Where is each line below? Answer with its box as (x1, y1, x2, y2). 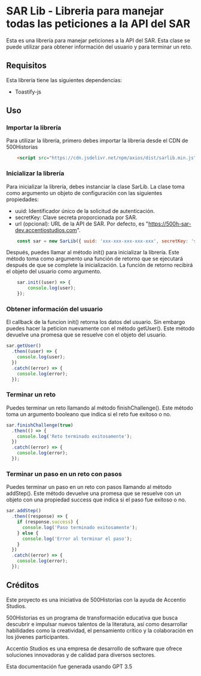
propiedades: (6, 196, 39, 203)
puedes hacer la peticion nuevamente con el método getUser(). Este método (6, 325, 195, 332)
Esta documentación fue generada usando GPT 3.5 (6, 663, 133, 670)
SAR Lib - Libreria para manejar (6, 4, 164, 18)
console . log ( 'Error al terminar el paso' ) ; (22, 536, 133, 542)
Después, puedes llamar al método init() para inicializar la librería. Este (6, 249, 179, 256)
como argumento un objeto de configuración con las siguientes (6, 189, 163, 196)
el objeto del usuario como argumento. (6, 268, 102, 275)
